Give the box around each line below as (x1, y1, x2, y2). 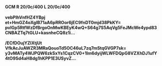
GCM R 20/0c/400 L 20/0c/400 (5, 4, 70, 10)
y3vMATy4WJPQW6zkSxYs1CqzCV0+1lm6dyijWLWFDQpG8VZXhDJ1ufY (5, 51, 158, 56)
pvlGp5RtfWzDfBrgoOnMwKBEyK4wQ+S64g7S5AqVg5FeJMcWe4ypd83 (5, 25, 157, 31)
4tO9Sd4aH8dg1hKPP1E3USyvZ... (5, 55, 76, 61)
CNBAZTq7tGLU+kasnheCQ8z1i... (5, 30, 75, 36)
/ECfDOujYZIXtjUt (5, 40, 42, 46)
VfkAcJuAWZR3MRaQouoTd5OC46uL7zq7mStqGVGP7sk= (5, 45, 127, 51)
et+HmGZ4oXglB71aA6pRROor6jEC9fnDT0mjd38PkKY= (5, 20, 121, 26)
